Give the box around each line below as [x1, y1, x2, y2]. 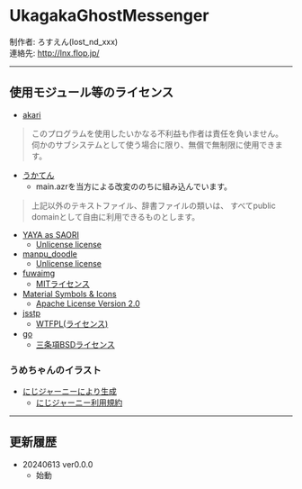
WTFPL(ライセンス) [35, 318, 109, 329]
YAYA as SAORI [22, 229, 79, 240]
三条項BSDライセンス [35, 339, 115, 349]
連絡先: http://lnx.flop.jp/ [9, 47, 101, 59]
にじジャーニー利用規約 [35, 397, 123, 408]
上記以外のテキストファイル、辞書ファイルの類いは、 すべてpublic [31, 200, 276, 211]
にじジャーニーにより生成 [22, 386, 117, 397]
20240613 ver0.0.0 [22, 458, 93, 469]
